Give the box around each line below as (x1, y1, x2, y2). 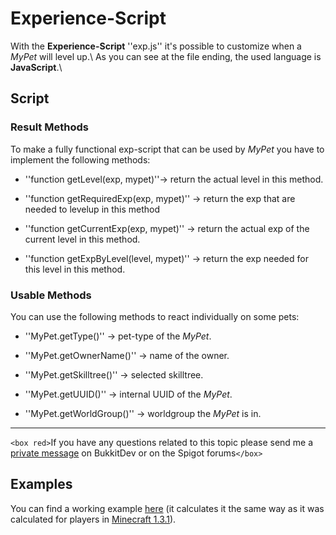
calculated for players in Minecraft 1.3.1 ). (10, 513, 177, 525)
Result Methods (10, 120, 89, 134)
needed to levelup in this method (24, 203, 161, 215)
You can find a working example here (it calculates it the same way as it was (10, 502, 325, 514)
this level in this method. (24, 263, 126, 275)
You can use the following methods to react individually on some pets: (10, 310, 300, 322)
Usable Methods (10, 288, 92, 302)
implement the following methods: (10, 153, 151, 166)
